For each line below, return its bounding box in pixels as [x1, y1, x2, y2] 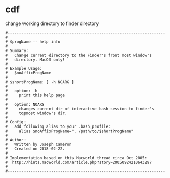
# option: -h [5, 88, 38, 93]
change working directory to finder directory [5, 20, 99, 27]
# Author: [5, 137, 27, 142]
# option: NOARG [5, 101, 44, 107]
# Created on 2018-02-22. [5, 146, 65, 151]
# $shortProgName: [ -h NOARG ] [5, 79, 74, 85]
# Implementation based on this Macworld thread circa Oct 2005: [5, 155, 147, 160]
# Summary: [5, 48, 29, 53]
